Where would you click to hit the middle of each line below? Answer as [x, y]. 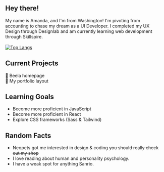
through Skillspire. [24, 36]
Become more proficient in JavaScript [52, 109]
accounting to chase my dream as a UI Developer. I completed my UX [77, 26]
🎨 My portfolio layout [27, 81]
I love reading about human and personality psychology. [71, 158]
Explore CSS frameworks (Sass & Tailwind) [57, 120]
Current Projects [32, 63]
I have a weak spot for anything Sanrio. [53, 164]
